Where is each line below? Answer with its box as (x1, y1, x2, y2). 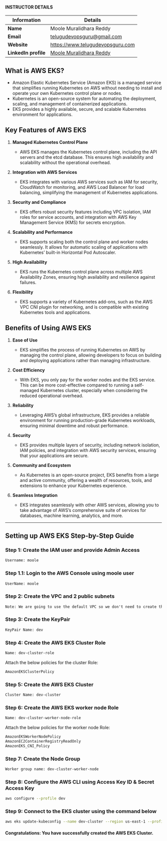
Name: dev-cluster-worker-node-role (5, 716, 81, 721)
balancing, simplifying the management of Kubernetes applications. (19, 189, 158, 195)
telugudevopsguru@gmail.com (50, 33, 122, 40)
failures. (19, 279, 37, 285)
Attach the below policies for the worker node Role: (5, 725, 110, 731)
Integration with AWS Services (12, 169, 78, 175)
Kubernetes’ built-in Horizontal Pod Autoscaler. (19, 249, 116, 255)
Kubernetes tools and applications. (19, 309, 91, 315)
